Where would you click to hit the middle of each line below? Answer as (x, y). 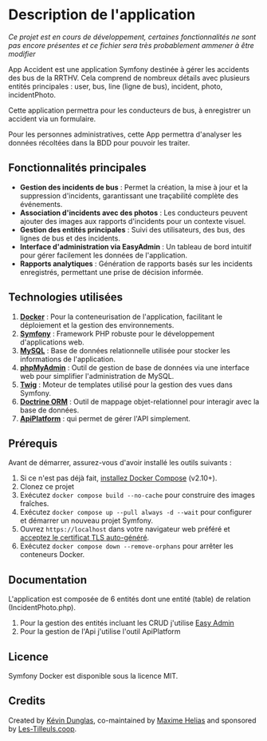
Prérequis (33, 443)
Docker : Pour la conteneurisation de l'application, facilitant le (121, 317)
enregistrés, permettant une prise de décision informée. (112, 272)
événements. (41, 204)
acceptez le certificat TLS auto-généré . (84, 538)
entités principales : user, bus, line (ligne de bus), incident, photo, (116, 86)
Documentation (48, 580)
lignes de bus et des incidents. (70, 238)
